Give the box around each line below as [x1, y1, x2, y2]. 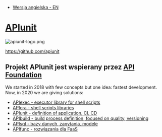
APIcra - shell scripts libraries [12, 104, 74, 110]
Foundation [5, 71, 42, 80]
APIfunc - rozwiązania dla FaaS [12, 126, 78, 132]
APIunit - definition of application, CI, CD [12, 110, 97, 116]
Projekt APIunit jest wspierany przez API [5, 63, 135, 72]
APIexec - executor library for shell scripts [12, 99, 100, 105]
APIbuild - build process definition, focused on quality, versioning [12, 115, 149, 121]
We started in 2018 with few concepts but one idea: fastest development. [5, 84, 157, 90]
